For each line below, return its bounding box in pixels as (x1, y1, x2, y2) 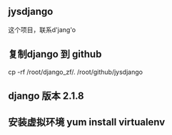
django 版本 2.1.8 (8, 90, 84, 102)
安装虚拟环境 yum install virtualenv (8, 117, 166, 129)
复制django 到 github (8, 48, 102, 60)
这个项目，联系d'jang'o (8, 25, 76, 34)
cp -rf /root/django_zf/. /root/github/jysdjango (8, 67, 143, 76)
